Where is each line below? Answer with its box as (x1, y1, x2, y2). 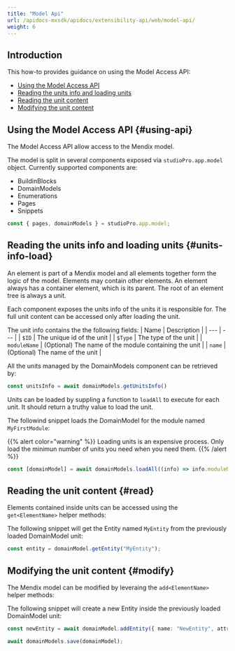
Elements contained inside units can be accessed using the (7, 503, 178, 512)
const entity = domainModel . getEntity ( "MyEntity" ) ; (7, 545, 161, 552)
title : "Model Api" (7, 10, 64, 17)
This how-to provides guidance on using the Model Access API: (7, 68, 191, 76)
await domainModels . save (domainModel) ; (7, 638, 124, 645)
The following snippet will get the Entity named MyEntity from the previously (7, 524, 227, 533)
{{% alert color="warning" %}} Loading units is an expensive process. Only (7, 437, 225, 445)
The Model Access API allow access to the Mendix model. (7, 143, 175, 150)
